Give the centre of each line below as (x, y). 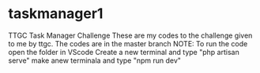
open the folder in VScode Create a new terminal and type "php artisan (124, 52)
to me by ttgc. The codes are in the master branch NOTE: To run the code (128, 43)
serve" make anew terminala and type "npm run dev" (95, 60)
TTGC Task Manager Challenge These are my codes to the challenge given (130, 35)
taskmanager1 (56, 14)
